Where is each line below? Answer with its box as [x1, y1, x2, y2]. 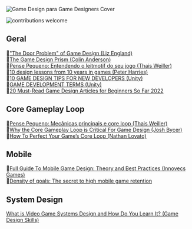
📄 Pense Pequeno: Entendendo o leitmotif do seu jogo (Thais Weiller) [6, 62, 173, 69]
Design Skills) [6, 217, 39, 224]
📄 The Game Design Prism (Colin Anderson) [6, 56, 111, 63]
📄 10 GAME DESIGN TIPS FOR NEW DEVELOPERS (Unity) [6, 74, 143, 82]
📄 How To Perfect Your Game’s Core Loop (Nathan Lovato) [6, 132, 147, 140]
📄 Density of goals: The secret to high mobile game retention [6, 177, 152, 185]
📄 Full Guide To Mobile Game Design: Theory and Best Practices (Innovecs [6, 165, 186, 172]
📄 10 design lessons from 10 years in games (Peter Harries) [6, 68, 148, 75]
